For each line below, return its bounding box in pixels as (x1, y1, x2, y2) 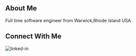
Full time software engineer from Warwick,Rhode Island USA (5, 17, 131, 23)
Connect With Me (5, 32, 62, 41)
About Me (5, 4, 37, 13)
